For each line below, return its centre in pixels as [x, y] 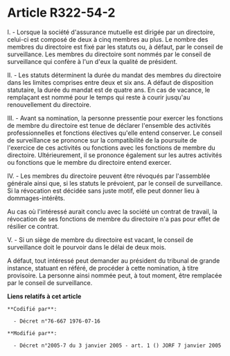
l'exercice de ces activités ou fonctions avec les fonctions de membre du [111, 147]
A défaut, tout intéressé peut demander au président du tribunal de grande [114, 260]
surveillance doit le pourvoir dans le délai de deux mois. [87, 247]
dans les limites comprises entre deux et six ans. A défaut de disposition [110, 82]
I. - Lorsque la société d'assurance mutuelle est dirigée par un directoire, [111, 32]
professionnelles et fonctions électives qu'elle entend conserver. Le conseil [115, 133]
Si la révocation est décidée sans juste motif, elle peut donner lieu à [103, 191]
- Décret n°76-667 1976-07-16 [57, 321]
